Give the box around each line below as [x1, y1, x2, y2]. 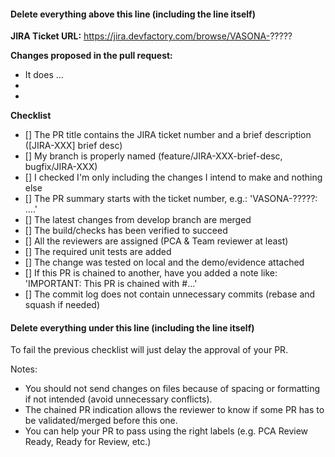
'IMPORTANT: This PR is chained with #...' [24, 278, 198, 290]
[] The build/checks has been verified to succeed [24, 225, 228, 237]
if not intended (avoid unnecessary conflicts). [24, 393, 213, 405]
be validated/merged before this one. [24, 415, 178, 427]
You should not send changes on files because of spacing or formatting [24, 383, 321, 395]
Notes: [10, 363, 38, 375]
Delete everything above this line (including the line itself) [10, 8, 256, 20]
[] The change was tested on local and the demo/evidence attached [24, 256, 305, 269]
